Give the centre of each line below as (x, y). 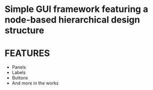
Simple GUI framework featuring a (76, 9)
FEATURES (27, 53)
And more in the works (35, 83)
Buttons (20, 78)
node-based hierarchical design (72, 20)
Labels (19, 72)
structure (24, 30)
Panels (19, 67)
